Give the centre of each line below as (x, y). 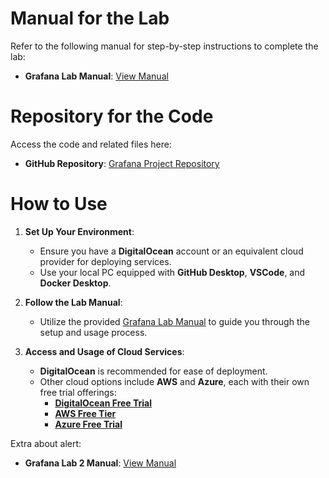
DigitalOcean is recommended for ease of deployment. (153, 371)
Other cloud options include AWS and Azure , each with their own (174, 381)
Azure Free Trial (88, 424)
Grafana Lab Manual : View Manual (96, 76)
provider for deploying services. (105, 261)
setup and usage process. (93, 332)
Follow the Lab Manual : (73, 302)
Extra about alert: (46, 443)
